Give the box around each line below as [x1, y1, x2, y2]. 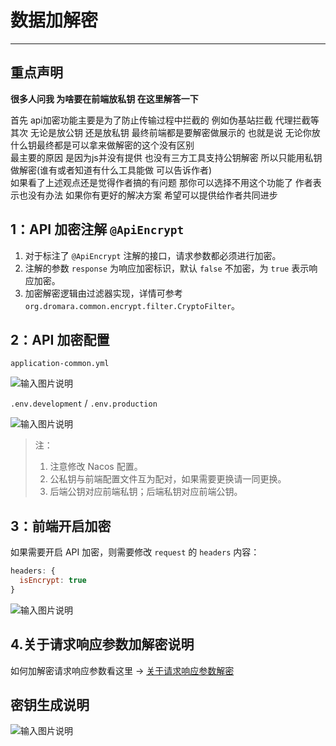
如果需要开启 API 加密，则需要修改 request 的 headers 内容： [10, 546, 260, 558]
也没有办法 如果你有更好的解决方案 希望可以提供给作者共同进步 [18, 189, 278, 201]
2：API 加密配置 [10, 331, 110, 348]
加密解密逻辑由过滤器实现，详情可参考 [24, 287, 183, 299]
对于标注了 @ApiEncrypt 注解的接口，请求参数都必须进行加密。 [24, 249, 282, 261]
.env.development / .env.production [10, 397, 158, 410]
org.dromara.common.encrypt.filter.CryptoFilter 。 [24, 299, 241, 311]
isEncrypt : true [19, 576, 87, 586]
